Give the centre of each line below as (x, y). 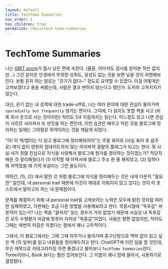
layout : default (22, 10)
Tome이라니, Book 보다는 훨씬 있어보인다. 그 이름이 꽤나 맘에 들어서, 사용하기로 (83, 255)
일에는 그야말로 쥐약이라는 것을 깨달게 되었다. (63, 130)
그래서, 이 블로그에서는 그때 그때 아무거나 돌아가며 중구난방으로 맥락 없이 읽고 (81, 236)
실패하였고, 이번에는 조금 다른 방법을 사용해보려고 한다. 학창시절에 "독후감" (84, 206)
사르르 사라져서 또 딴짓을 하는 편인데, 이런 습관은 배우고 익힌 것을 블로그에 (83, 123)
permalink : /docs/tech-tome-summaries (46, 29)
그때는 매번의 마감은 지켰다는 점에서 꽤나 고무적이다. (56, 225)
